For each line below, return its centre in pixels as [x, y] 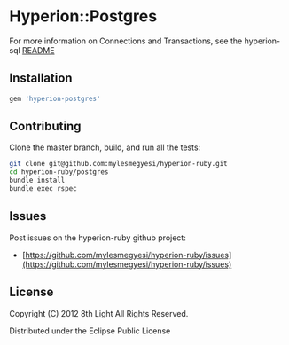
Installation [41, 78]
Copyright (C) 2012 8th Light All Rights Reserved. [99, 313]
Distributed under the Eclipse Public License [90, 331]
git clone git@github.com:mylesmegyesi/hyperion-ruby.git [118, 164]
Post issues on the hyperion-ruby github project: [98, 238]
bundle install [37, 180]
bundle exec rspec [43, 189]
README [38, 50]
